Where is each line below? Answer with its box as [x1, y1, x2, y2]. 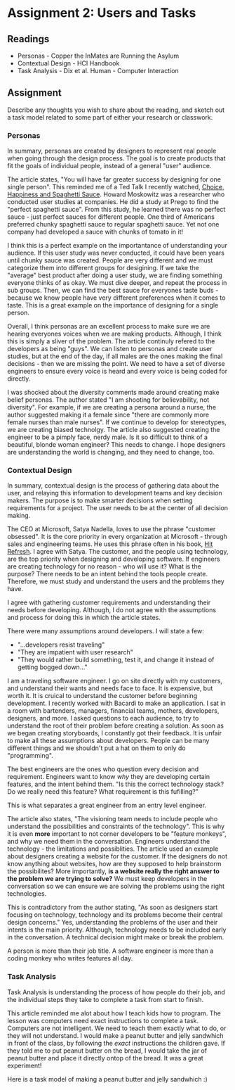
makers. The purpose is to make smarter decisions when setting [7, 496, 193, 505]
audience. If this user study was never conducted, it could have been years [7, 248, 224, 258]
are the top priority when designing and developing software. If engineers [7, 554, 220, 564]
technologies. [7, 889, 47, 898]
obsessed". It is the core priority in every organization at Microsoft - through [7, 533, 228, 541]
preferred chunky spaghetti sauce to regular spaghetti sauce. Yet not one [7, 220, 220, 229]
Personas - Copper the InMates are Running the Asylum [17, 51, 180, 60]
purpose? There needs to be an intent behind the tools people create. [7, 570, 208, 578]
